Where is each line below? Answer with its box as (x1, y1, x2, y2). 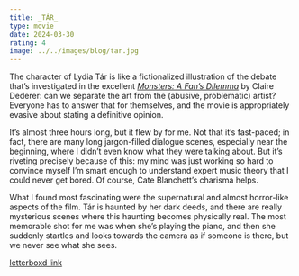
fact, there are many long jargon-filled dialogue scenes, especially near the (9, 137, 288, 147)
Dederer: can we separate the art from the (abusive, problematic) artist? (9, 91, 276, 102)
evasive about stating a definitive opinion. (9, 110, 164, 120)
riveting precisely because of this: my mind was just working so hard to (9, 156, 274, 166)
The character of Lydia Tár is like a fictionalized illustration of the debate (9, 71, 277, 82)
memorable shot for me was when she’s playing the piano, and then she (9, 221, 276, 232)
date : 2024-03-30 (9, 30, 75, 39)
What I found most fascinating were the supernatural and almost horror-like (9, 192, 289, 203)
